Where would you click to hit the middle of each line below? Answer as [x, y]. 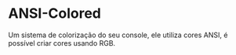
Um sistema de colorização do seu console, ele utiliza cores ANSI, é [118, 35]
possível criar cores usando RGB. [62, 43]
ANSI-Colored [55, 14]
